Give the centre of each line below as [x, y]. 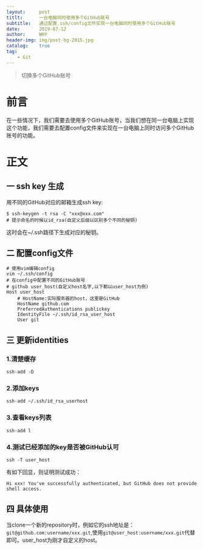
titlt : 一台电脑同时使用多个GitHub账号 [58, 18]
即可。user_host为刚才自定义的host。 [53, 540]
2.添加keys [23, 388]
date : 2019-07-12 [36, 29]
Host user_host [26, 292]
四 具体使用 [27, 509]
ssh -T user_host [28, 460]
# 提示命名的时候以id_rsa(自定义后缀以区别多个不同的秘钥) [72, 220]
